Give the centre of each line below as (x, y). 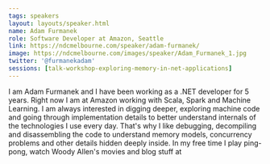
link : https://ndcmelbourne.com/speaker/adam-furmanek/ (104, 46)
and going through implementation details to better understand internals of (132, 117)
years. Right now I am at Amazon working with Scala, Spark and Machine (130, 100)
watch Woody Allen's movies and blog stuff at (106, 151)
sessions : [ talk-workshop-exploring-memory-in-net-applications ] (120, 69)
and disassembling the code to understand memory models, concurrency (130, 134)
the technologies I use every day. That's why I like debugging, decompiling (133, 125)
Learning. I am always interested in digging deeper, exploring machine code (134, 108)
